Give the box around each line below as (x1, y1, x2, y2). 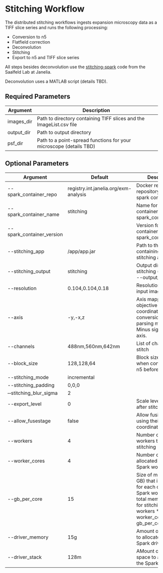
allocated (136, 457, 158, 464)
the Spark (136, 559, 159, 566)
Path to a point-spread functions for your (37, 137, 131, 143)
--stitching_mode (7, 374, 49, 381)
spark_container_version (7, 231, 63, 238)
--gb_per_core (7, 496, 43, 502)
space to (136, 554, 156, 560)
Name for (136, 202, 158, 209)
